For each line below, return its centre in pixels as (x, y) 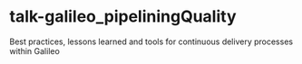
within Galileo (35, 50)
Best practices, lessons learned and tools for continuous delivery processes (151, 41)
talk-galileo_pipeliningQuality (123, 17)
